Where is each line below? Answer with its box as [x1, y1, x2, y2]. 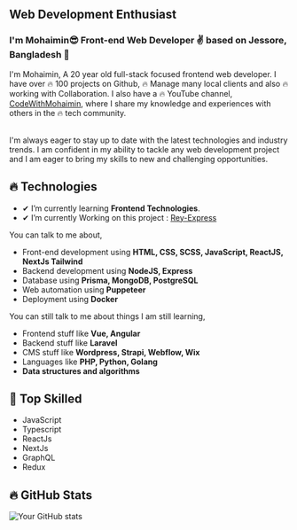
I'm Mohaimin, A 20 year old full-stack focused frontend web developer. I [9, 68, 277, 79]
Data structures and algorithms [21, 365, 140, 376]
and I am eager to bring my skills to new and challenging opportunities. [9, 153, 269, 164]
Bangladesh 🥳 [9, 49, 70, 61]
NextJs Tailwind [21, 256, 83, 267]
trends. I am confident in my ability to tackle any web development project [9, 144, 280, 154]
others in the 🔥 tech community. [9, 107, 127, 118]
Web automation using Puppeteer [21, 284, 146, 295]
